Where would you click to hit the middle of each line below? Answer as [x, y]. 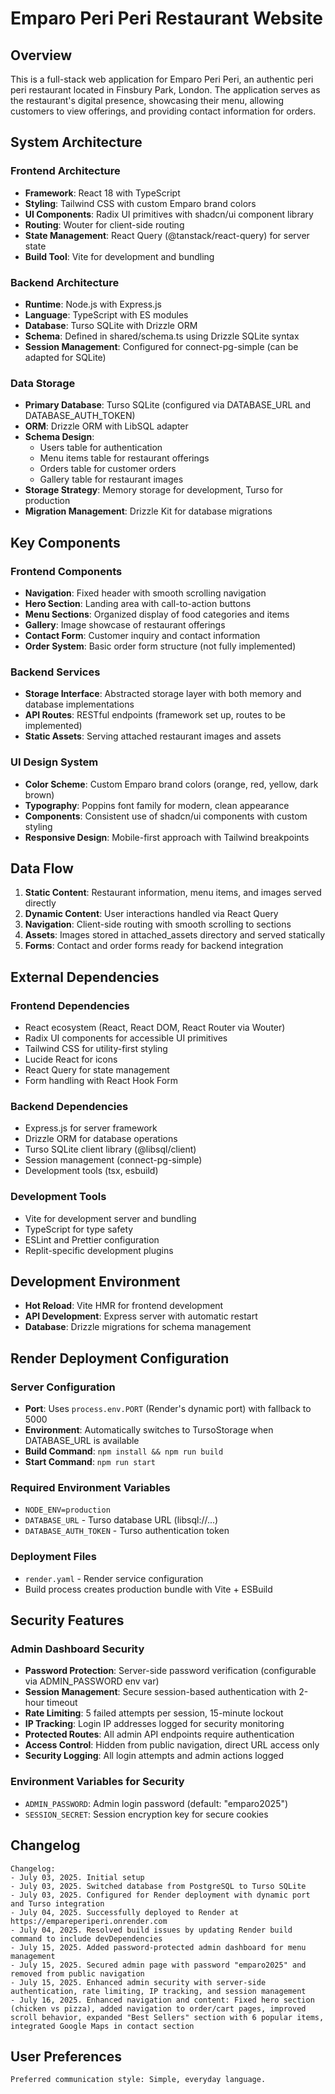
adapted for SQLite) [65, 357]
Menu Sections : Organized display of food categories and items [157, 614]
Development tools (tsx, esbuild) [91, 1171]
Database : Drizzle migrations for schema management [138, 1327]
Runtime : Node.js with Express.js [93, 304]
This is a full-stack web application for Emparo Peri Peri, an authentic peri [162, 79]
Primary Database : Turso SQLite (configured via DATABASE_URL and [168, 405]
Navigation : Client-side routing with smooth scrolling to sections [158, 924]
